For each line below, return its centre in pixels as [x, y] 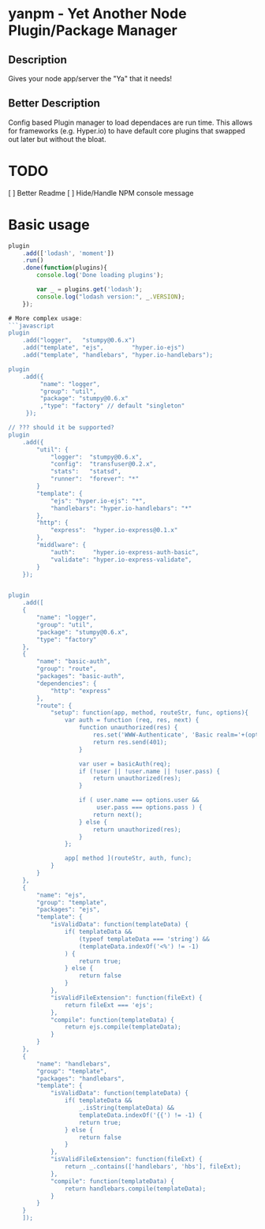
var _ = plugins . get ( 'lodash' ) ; [90, 290]
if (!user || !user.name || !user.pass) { [149, 771]
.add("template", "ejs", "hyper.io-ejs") [104, 348]
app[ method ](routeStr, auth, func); [128, 858]
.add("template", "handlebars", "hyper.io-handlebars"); [118, 355]
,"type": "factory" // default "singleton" [112, 406]
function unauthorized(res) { [128, 728]
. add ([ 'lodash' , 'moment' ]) [68, 253]
